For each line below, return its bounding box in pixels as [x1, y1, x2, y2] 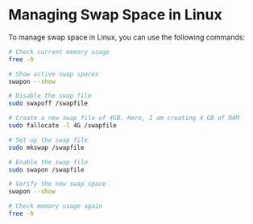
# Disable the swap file [8, 92, 92, 100]
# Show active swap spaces [8, 70, 99, 78]
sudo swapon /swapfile [8, 165, 85, 174]
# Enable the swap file [8, 158, 89, 166]
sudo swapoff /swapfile [8, 99, 89, 108]
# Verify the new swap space [8, 180, 106, 189]
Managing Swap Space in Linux [8, 6, 223, 24]
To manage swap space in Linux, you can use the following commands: [8, 32, 246, 42]
